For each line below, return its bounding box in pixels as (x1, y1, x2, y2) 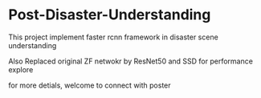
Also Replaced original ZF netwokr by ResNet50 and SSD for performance (8, 56, 253, 66)
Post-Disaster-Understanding (8, 6, 211, 24)
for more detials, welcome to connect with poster (8, 80, 171, 90)
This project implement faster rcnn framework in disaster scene (8, 32, 218, 42)
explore (8, 64, 34, 74)
